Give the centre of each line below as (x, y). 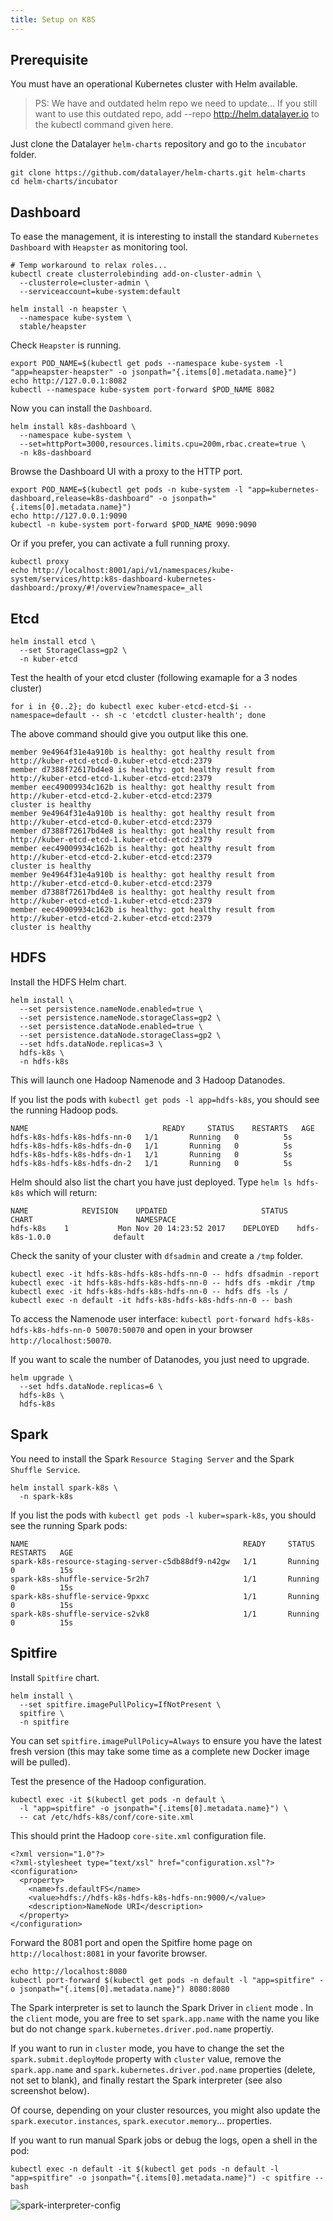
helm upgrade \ (42, 1377)
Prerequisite (49, 60)
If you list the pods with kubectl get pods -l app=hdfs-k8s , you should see (165, 1099)
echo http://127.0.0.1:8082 (69, 381)
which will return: (62, 1192)
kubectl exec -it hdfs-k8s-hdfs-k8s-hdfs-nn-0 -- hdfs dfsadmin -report (165, 1274)
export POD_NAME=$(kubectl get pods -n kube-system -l (127, 490)
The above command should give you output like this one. (129, 734)
